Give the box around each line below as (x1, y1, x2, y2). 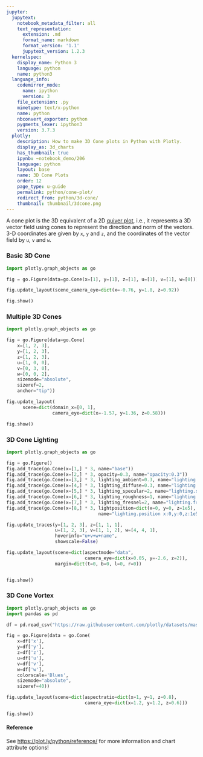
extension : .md (22, 32, 61, 38)
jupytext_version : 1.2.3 (22, 48, 85, 55)
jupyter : (6, 8, 28, 15)
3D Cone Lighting (6, 435, 59, 444)
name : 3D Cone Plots (17, 172, 69, 179)
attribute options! (6, 744, 50, 752)
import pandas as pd (6, 610, 59, 617)
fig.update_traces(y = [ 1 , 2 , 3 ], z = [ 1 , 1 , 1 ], (6, 522, 123, 528)
